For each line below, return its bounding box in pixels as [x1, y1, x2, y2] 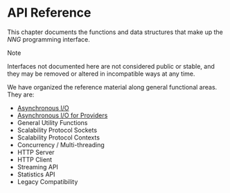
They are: [7, 90, 35, 99]
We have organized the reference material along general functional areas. [7, 83, 218, 91]
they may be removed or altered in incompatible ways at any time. [7, 69, 195, 78]
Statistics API [17, 170, 55, 178]
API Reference [7, 5, 91, 21]
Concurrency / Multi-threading [17, 140, 105, 149]
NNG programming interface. [7, 35, 90, 43]
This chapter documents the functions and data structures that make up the [7, 28, 223, 36]
